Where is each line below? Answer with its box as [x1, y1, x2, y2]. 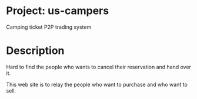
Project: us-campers [6, 4, 109, 18]
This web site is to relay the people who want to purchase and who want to [6, 81, 188, 88]
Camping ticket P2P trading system [6, 23, 92, 30]
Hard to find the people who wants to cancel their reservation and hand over [6, 63, 191, 70]
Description [6, 44, 65, 57]
